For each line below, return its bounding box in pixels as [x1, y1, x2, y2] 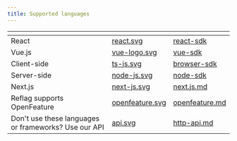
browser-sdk [173, 59, 217, 68]
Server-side [11, 70, 51, 80]
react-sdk [173, 36, 207, 46]
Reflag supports [11, 93, 64, 103]
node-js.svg [111, 70, 153, 80]
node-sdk [173, 70, 207, 80]
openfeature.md [173, 97, 226, 107]
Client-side [11, 59, 49, 68]
